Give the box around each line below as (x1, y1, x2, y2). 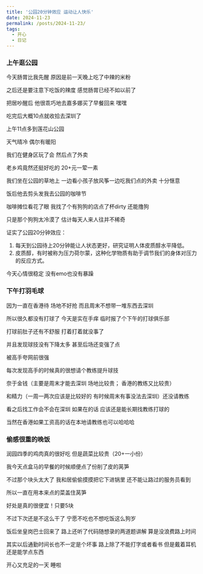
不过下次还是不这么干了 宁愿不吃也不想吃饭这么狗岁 (6, 514, 136, 522)
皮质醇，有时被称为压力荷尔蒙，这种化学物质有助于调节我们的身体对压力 (15, 249, 197, 257)
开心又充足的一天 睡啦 (6, 561, 62, 569)
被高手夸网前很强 (6, 353, 49, 361)
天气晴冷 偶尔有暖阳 (6, 138, 56, 146)
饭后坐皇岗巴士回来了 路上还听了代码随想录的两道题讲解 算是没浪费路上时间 (6, 528, 196, 535)
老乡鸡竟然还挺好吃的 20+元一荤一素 (6, 164, 99, 171)
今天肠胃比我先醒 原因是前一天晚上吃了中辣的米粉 (6, 74, 131, 81)
